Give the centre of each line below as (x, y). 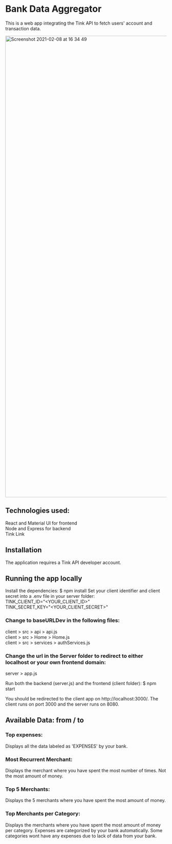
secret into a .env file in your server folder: (50, 596)
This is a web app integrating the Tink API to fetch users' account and (79, 23)
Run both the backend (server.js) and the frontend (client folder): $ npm (81, 683)
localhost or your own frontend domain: (56, 662)
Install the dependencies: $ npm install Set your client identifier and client (83, 591)
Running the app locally (44, 578)
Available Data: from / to (45, 720)
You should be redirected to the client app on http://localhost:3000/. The (82, 698)
